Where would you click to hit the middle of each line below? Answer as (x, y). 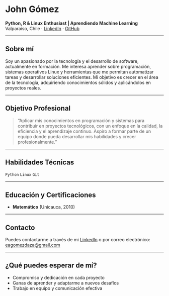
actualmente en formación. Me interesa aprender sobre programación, (78, 66)
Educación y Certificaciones (51, 195)
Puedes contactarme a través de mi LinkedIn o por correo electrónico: (78, 239)
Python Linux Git (22, 175)
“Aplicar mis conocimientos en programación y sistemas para (81, 120)
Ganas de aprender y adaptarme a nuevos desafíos (66, 283)
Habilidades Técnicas (40, 162)
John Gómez (32, 9)
